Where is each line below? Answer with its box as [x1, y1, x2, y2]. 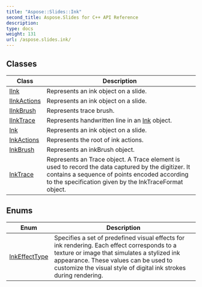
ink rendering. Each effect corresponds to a [54, 241, 177, 249]
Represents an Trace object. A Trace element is [46, 155, 180, 163]
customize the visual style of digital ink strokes [54, 264, 186, 272]
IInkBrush [9, 106, 36, 115]
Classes [6, 59, 37, 69]
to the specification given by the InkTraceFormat [46, 178, 183, 186]
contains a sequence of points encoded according [46, 170, 189, 178]
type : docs [6, 25, 34, 32]
